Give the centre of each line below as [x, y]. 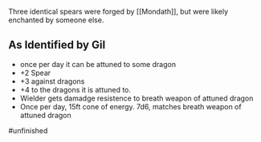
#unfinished [28, 130]
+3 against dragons [52, 81]
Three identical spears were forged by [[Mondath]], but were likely [118, 12]
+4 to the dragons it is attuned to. [75, 89]
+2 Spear [35, 73]
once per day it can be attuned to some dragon [98, 64]
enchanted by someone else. [56, 20]
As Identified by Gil [57, 45]
